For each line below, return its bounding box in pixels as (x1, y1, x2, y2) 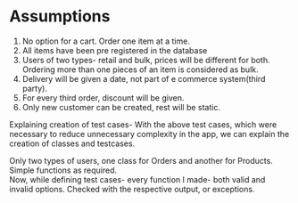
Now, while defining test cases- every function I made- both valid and (9, 174, 266, 184)
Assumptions (9, 6, 111, 27)
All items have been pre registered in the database (21, 45, 208, 55)
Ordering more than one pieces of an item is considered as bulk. (21, 64, 259, 75)
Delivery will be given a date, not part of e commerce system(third (21, 73, 266, 84)
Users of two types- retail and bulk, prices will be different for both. (21, 54, 270, 65)
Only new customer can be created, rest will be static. (21, 101, 221, 112)
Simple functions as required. (9, 165, 118, 175)
